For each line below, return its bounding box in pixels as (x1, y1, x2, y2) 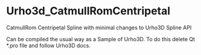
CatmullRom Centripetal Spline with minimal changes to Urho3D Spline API (6, 24, 192, 31)
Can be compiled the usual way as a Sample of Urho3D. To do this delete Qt (6, 35, 195, 42)
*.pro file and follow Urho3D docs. (6, 42, 91, 49)
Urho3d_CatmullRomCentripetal (6, 4, 171, 18)
